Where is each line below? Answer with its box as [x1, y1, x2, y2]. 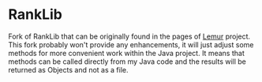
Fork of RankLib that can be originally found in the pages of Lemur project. [8, 32, 251, 41]
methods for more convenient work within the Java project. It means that [8, 48, 245, 58]
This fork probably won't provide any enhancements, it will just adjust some [8, 39, 254, 49]
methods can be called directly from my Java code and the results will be [8, 57, 247, 66]
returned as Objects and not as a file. [8, 65, 129, 74]
